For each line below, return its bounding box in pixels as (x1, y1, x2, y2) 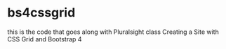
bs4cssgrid (7, 5, 76, 21)
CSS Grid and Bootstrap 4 (7, 35, 82, 43)
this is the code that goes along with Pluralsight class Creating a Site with (7, 28, 219, 36)
